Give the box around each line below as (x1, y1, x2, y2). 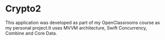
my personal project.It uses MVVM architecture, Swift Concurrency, (5, 24, 148, 30)
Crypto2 (5, 3, 41, 14)
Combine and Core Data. (5, 30, 58, 36)
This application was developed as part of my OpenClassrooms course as (5, 19, 160, 25)
